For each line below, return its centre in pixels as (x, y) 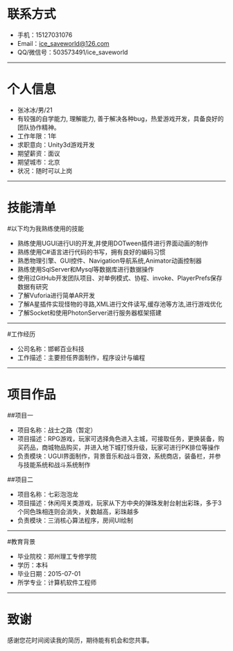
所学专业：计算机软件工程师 (57, 582)
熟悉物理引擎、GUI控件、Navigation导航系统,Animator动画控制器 (110, 261)
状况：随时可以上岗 (45, 170)
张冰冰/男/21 (35, 110)
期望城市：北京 (38, 162)
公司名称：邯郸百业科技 (51, 349)
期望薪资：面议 (38, 153)
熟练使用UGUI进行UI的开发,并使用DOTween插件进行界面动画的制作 (113, 243)
